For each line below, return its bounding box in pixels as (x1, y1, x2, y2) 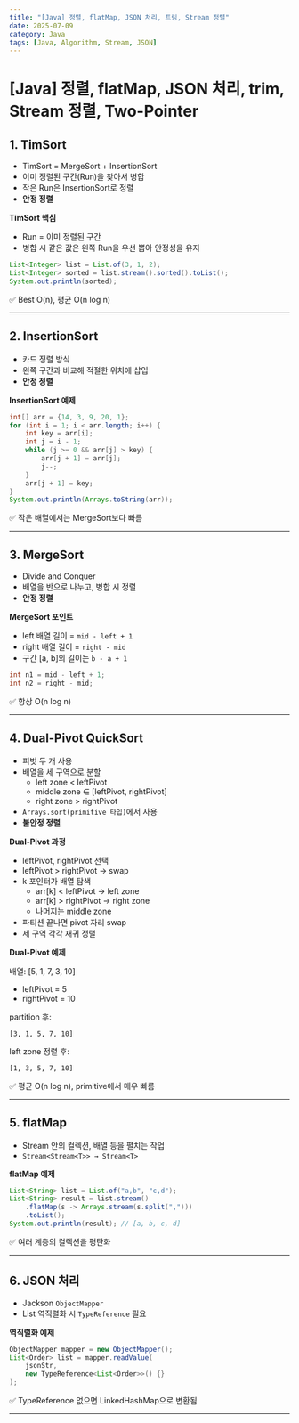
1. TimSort (9, 137, 67, 152)
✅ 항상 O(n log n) (9, 695, 72, 706)
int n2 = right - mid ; (9, 679, 93, 687)
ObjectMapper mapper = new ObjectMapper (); (9, 1345, 174, 1354)
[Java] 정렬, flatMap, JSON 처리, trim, (9, 79, 285, 99)
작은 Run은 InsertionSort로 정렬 (21, 183, 134, 193)
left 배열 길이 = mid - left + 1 (21, 630, 133, 641)
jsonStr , (25, 1362, 58, 1370)
